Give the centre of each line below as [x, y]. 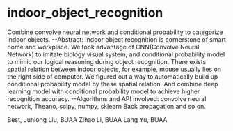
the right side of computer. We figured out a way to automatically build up [113, 76]
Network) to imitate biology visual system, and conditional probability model [116, 54]
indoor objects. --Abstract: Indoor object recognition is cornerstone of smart [116, 39]
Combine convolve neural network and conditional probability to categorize [115, 32]
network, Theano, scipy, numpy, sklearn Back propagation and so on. [107, 106]
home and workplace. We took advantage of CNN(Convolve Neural [103, 47]
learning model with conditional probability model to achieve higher [104, 91]
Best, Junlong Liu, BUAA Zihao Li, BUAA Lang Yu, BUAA [88, 119]
